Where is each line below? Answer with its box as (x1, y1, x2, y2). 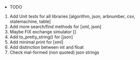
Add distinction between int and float (9, 45, 84, 50)
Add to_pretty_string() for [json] (9, 34, 73, 40)
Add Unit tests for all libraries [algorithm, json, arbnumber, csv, (9, 14, 135, 19)
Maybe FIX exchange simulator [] (9, 29, 76, 34)
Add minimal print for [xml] (9, 39, 64, 45)
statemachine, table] (9, 19, 51, 24)
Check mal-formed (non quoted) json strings (9, 49, 100, 55)
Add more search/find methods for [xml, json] (9, 24, 102, 30)
